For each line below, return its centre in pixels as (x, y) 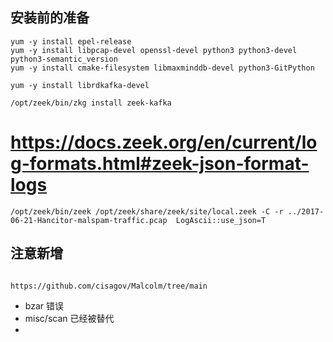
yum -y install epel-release (71, 41)
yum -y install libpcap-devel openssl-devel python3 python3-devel (154, 50)
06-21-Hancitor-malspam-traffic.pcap (89, 220)
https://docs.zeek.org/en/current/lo (164, 142)
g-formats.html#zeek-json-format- (160, 164)
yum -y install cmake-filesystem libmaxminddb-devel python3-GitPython (162, 68)
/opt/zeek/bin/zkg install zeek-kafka (91, 103)
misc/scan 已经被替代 (69, 318)
